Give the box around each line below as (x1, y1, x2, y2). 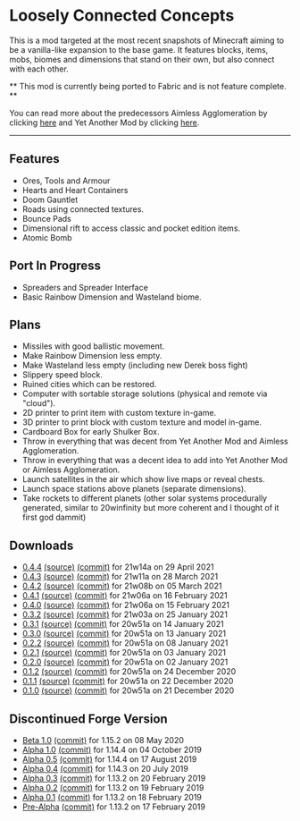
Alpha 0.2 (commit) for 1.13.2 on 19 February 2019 (21, 783, 204, 792)
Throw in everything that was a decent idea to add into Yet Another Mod (21, 455, 288, 466)
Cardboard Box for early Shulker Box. (21, 427, 160, 437)
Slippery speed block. (21, 369, 104, 380)
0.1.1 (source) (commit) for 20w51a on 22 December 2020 (21, 676, 234, 687)
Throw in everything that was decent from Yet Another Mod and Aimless (21, 436, 288, 447)
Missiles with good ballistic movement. (21, 341, 165, 351)
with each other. (9, 63, 69, 74)
